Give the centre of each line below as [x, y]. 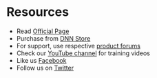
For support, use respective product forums [78, 46]
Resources [38, 12]
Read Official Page [43, 31]
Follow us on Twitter [45, 68]
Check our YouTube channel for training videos [83, 53]
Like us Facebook [41, 60]
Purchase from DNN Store [53, 38]
